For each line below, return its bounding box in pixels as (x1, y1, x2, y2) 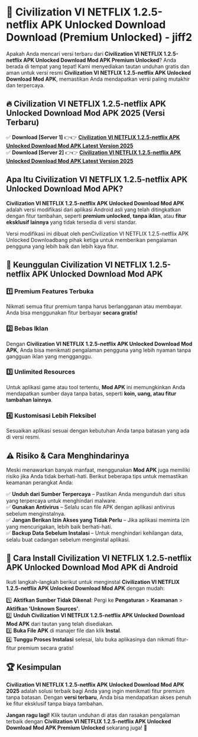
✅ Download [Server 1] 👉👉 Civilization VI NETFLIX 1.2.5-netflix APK (6, 134, 180, 141)
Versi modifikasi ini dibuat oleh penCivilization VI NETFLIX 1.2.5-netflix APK (6, 230, 189, 237)
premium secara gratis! (17, 644, 74, 652)
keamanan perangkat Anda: (6, 479, 74, 486)
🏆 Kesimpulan (6, 662, 61, 672)
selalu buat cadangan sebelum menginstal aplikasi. (6, 536, 130, 543)
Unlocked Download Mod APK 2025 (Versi (6, 108, 165, 118)
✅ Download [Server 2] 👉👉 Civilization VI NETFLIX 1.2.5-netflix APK (6, 148, 181, 156)
